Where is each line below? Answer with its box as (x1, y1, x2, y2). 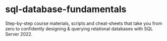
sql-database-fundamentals (5, 4, 127, 15)
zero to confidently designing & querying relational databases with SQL (5, 25, 153, 31)
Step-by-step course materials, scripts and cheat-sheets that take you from (5, 20, 162, 26)
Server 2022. (5, 31, 33, 37)
